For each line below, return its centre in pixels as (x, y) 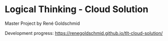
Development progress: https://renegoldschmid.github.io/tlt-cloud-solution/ (84, 33)
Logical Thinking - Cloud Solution (77, 9)
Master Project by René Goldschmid (42, 23)
